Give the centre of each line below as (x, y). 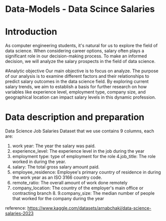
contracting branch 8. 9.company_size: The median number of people (83, 193)
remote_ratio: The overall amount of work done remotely (70, 183)
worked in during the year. (39, 162)
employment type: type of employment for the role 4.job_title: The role (84, 157)
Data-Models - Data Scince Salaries (80, 9)
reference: (16, 208)
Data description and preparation (75, 117)
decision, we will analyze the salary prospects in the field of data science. (81, 61)
